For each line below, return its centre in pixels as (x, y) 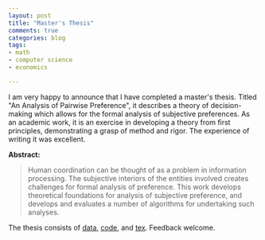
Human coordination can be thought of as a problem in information (137, 170)
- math (19, 52)
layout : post (30, 15)
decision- (226, 105)
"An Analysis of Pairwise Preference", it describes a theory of (109, 105)
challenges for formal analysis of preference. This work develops (134, 187)
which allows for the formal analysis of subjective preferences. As (142, 114)
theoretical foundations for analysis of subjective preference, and (135, 195)
